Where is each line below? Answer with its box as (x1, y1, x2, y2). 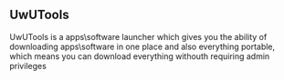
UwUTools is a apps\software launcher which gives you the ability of (9, 31, 268, 42)
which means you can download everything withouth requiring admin (9, 50, 270, 62)
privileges (9, 60, 47, 71)
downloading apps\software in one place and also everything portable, (9, 41, 276, 52)
